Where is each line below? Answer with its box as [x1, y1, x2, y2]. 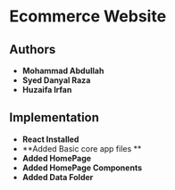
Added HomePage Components [21, 162, 143, 173]
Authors [9, 42, 56, 57]
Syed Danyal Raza [21, 75, 91, 86]
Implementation [9, 110, 100, 126]
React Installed [21, 134, 79, 145]
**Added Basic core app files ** [21, 143, 142, 153]
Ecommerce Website [9, 6, 167, 27]
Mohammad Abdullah [21, 65, 104, 76]
